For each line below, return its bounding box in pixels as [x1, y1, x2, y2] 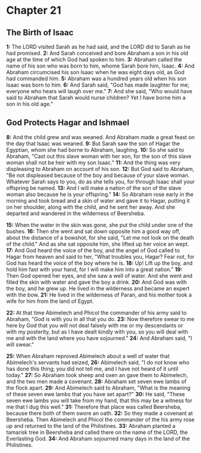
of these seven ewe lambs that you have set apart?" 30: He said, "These [6, 390, 185, 397]
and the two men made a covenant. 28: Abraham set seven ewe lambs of [6, 378, 187, 385]
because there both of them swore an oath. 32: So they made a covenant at [6, 409, 193, 417]
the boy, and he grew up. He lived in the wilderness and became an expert [6, 284, 190, 292]
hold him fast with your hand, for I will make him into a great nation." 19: [6, 265, 182, 273]
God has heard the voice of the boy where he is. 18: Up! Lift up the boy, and [6, 259, 193, 267]
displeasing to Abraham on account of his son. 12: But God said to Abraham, [6, 165, 194, 172]
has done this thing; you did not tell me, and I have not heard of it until [6, 365, 178, 372]
